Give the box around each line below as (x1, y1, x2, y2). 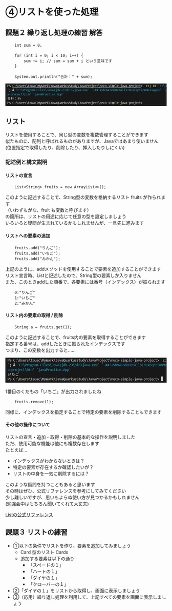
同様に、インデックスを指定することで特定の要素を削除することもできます (5, 409, 162, 415)
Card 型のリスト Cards (20, 549, 69, 555)
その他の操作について (5, 422, 50, 428)
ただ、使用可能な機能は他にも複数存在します (5, 440, 100, 446)
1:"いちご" (14, 295, 35, 301)
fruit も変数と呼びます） (40, 207, 92, 213)
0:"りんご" (14, 290, 35, 295)
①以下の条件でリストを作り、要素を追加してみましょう (12, 542, 132, 548)
